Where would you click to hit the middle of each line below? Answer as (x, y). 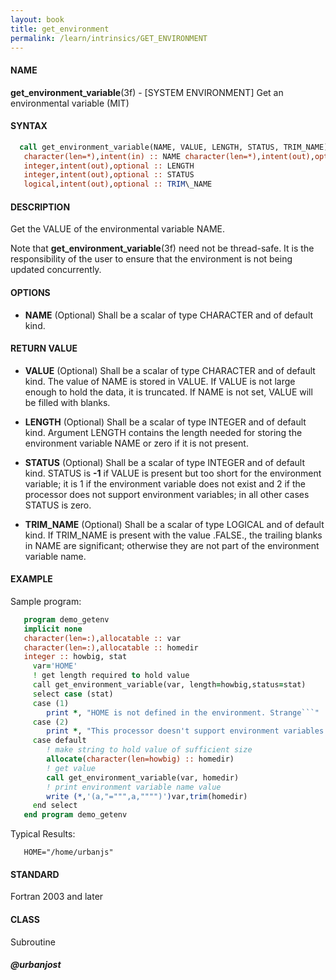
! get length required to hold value (111, 676)
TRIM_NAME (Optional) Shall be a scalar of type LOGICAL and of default (174, 524)
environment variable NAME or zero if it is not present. (136, 443)
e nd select (55, 806)
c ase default (59, 741)
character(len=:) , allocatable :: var (102, 638)
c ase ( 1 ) (51, 703)
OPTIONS (30, 292)
